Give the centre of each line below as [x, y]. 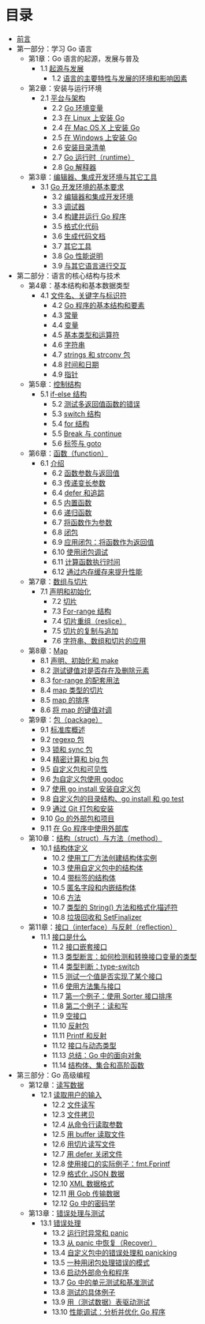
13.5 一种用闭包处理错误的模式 [101, 1262]
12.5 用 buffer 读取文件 [88, 1134]
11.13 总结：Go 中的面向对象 [97, 1055]
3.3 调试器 [68, 206]
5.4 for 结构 [71, 423]
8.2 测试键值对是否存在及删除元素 [95, 670]
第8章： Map [48, 651]
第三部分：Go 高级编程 [53, 1075]
